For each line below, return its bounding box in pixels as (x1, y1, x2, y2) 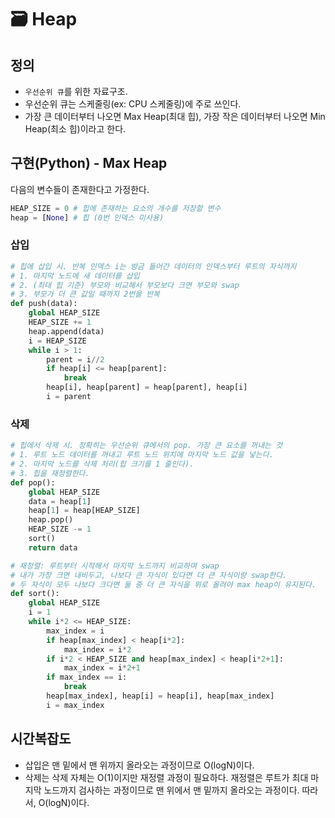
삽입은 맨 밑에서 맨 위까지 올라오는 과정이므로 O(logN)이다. (24, 759, 255, 771)
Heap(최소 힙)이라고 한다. (24, 123, 127, 135)
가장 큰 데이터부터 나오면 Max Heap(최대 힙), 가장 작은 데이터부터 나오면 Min (24, 111, 326, 122)
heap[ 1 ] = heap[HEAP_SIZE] (28, 506, 141, 516)
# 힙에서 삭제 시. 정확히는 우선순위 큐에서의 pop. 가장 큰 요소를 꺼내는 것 (10, 441, 283, 451)
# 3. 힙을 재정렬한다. (10, 468, 90, 478)
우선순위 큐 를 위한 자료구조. (24, 86, 128, 97)
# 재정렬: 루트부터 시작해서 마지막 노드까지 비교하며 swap (10, 561, 220, 571)
